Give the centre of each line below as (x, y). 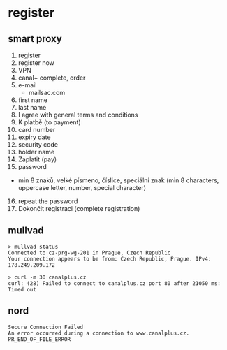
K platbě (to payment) (49, 122)
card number (37, 130)
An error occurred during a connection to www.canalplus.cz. (99, 333)
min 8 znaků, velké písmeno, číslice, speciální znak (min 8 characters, (118, 180)
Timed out (22, 289)
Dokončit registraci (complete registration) (79, 209)
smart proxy (35, 39)
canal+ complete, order (52, 78)
